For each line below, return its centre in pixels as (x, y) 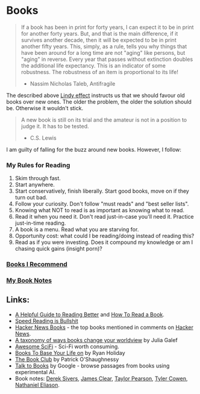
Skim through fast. (38, 178)
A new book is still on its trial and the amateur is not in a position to (104, 120)
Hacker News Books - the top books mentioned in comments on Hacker (104, 327)
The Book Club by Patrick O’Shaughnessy (67, 359)
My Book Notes (29, 281)
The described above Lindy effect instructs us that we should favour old (95, 95)
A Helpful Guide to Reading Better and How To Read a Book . (89, 314)
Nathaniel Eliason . (37, 385)
